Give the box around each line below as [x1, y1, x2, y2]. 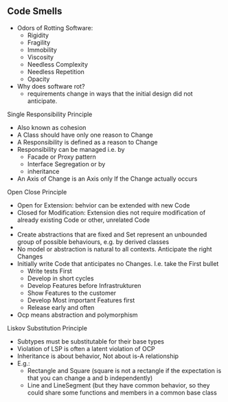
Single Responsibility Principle [7, 110, 93, 118]
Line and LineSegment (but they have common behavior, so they [27, 381, 210, 389]
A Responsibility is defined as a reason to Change [16, 137, 158, 146]
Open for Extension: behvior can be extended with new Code [16, 201, 190, 209]
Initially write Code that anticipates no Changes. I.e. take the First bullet [16, 259, 219, 267]
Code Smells [7, 5, 62, 17]
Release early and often [27, 303, 95, 311]
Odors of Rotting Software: [16, 23, 93, 32]
